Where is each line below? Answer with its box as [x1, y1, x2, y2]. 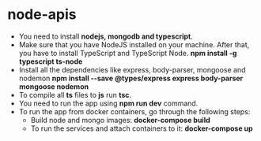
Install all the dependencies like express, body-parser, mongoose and [18, 65, 246, 74]
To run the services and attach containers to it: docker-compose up [30, 124, 254, 133]
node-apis [7, 6, 77, 24]
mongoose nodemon [18, 81, 89, 91]
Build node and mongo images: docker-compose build [30, 115, 210, 124]
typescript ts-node [18, 57, 83, 66]
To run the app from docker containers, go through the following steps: [18, 106, 251, 116]
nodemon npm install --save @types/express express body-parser [18, 73, 244, 83]
